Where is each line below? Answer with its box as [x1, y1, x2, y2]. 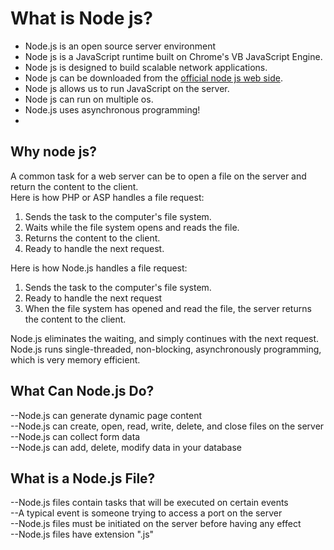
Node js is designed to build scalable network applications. [24, 61, 268, 73]
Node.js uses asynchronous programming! [24, 103, 201, 116]
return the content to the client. [10, 180, 139, 192]
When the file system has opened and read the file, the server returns [24, 302, 312, 314]
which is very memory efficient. [10, 353, 141, 366]
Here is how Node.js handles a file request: [10, 262, 188, 274]
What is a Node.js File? [10, 470, 156, 487]
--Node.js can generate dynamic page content [10, 409, 202, 421]
